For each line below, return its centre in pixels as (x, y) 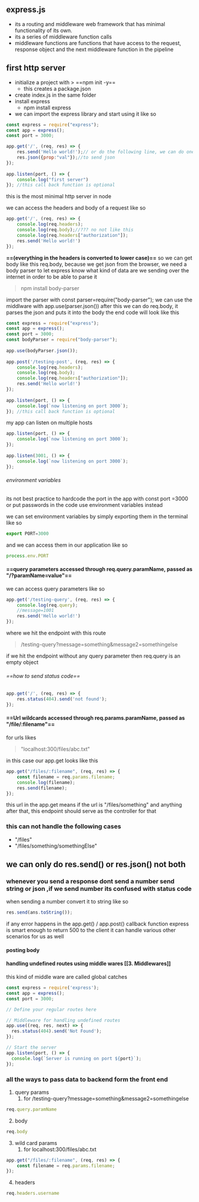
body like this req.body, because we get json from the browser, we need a (97, 264)
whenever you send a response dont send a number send (90, 881)
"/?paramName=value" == (39, 576)
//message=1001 (36, 611)
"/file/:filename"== (31, 724)
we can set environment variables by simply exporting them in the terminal (97, 516)
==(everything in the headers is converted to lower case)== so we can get (99, 258)
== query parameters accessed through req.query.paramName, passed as (99, 569)
